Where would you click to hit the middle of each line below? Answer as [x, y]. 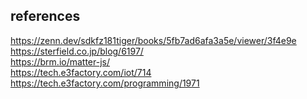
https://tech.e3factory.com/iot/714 [81, 72]
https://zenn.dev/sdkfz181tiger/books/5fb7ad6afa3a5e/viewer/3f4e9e [153, 40]
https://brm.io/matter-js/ [60, 61]
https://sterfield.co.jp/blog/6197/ [77, 51]
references [45, 16]
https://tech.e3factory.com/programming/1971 [105, 83]
